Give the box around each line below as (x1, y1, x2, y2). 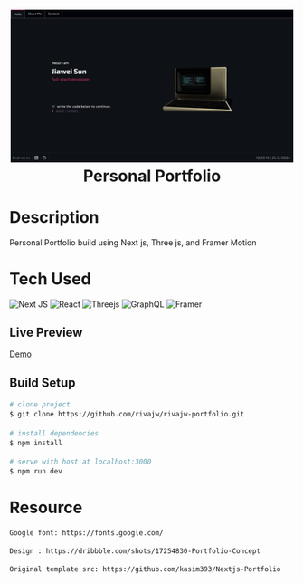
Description (9, 206, 99, 227)
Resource (9, 498, 83, 518)
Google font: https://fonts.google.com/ (9, 529, 165, 538)
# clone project (9, 400, 71, 409)
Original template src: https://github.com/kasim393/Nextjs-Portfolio (9, 565, 281, 574)
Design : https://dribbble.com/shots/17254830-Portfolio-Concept (9, 547, 260, 556)
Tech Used (9, 268, 92, 289)
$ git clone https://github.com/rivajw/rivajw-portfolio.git (9, 410, 245, 419)
